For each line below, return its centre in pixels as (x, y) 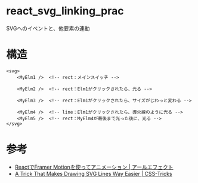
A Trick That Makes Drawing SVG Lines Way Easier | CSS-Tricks (93, 173)
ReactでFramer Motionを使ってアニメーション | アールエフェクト (94, 167)
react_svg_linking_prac (65, 11)
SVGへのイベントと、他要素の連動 (48, 28)
